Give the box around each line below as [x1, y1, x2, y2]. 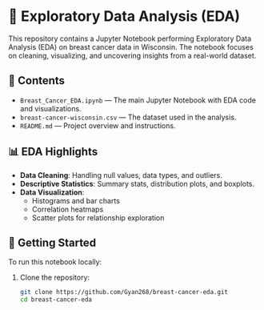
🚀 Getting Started [8, 236, 97, 249]
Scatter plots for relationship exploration [31, 212, 165, 223]
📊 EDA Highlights [8, 145, 98, 159]
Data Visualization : [19, 187, 85, 197]
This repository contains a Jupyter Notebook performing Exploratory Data [8, 34, 252, 43]
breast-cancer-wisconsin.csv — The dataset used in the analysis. [19, 112, 237, 122]
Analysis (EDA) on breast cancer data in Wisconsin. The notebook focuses [8, 42, 254, 51]
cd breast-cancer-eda [19, 296, 92, 304]
